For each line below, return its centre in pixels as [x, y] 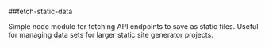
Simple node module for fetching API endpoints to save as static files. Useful [133, 26]
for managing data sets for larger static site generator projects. [111, 35]
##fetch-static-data [40, 11]
